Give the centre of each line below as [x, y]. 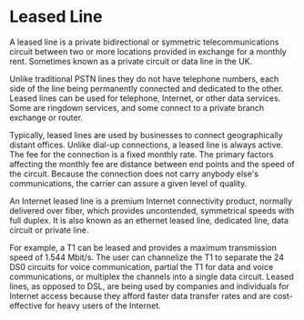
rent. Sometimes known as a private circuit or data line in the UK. [131, 61]
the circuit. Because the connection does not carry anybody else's [134, 174]
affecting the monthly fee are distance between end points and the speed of [152, 164]
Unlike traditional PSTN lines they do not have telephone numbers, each [144, 78]
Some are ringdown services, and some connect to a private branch [137, 107]
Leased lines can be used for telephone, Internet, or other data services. [145, 98]
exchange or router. [46, 117]
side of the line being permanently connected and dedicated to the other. [147, 88]
